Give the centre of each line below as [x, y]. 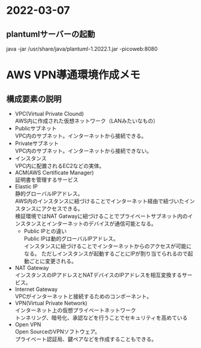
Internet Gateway [36, 289]
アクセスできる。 [62, 208]
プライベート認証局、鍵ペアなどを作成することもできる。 [86, 339]
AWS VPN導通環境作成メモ [73, 75]
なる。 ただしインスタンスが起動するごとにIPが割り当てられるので [106, 253]
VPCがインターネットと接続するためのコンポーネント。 [83, 296]
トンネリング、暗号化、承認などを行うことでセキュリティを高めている [101, 318]
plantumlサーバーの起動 [51, 34]
